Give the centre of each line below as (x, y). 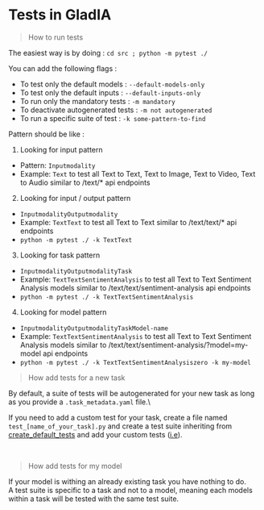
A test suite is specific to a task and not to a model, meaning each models (131, 490)
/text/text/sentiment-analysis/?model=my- (178, 345)
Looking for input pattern (61, 149)
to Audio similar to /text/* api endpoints (85, 182)
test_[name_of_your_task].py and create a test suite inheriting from (120, 426)
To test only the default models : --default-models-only (112, 84)
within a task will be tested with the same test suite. (94, 499)
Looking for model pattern (63, 311)
